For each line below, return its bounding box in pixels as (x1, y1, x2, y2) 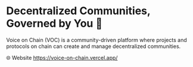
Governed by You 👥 (6, 17, 103, 30)
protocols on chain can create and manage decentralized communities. (6, 43, 181, 50)
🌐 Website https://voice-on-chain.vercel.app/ (6, 54, 118, 61)
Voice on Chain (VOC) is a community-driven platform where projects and (6, 36, 187, 43)
